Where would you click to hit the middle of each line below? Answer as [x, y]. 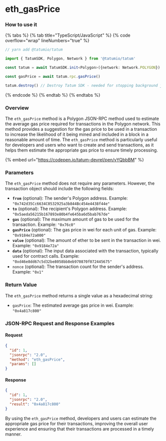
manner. [14, 434]
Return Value [21, 285]
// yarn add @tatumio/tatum [34, 50]
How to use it [21, 25]
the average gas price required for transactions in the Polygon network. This [83, 124]
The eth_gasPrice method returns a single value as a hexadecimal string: [79, 295]
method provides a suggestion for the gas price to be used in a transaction [81, 129]
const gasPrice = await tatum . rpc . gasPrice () [53, 77]
